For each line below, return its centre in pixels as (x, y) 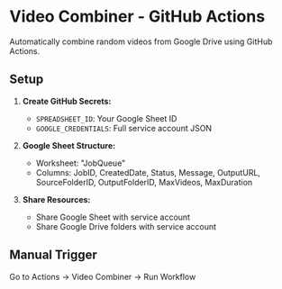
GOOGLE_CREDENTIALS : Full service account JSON (124, 128)
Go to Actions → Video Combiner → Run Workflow (103, 276)
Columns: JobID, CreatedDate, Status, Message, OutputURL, (148, 172)
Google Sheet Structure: (68, 145)
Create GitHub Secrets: (67, 101)
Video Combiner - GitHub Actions (137, 17)
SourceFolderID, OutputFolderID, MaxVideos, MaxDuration (144, 182)
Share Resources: (56, 199)
